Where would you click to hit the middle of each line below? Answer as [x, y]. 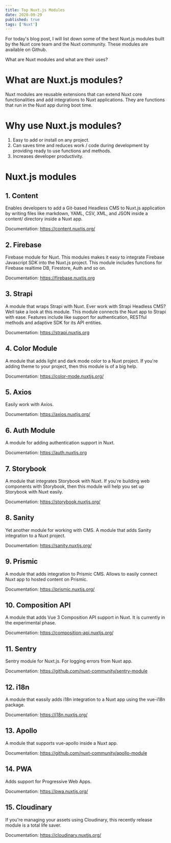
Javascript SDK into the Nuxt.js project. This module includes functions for [84, 262]
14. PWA [19, 769]
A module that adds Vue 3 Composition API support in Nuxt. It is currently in [85, 617]
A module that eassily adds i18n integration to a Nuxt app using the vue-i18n [85, 699]
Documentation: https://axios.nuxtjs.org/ [48, 414]
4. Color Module [31, 349]
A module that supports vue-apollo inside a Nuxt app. [62, 743]
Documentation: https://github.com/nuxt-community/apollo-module [76, 753]
